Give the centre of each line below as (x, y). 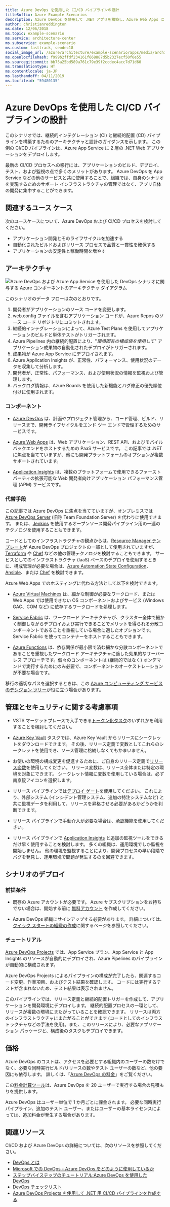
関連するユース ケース (39, 208)
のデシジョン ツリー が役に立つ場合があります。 (54, 690)
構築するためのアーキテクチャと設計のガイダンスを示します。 (87, 141)
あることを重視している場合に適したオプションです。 (99, 630)
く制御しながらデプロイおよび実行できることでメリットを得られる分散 (86, 624)
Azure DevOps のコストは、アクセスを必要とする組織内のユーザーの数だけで (85, 1061)
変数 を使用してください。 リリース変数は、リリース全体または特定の (88, 767)
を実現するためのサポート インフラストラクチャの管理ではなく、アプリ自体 (83, 184)
